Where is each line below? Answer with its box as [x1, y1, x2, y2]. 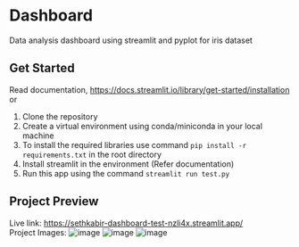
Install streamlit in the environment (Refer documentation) [21, 158, 235, 169]
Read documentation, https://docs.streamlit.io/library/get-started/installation [9, 84, 290, 95]
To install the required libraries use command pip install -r [21, 139, 247, 150]
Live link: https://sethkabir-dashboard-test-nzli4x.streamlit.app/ [9, 218, 244, 228]
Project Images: [9, 226, 67, 237]
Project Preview [9, 193, 99, 210]
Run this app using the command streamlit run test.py [21, 168, 230, 178]
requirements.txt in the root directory [21, 149, 162, 160]
